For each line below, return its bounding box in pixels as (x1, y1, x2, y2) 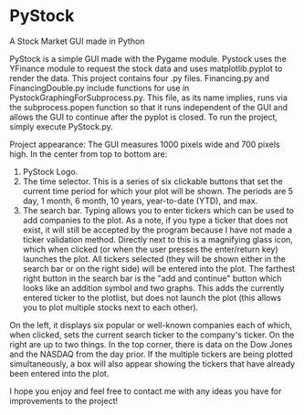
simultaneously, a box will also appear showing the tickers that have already (9, 358, 295, 369)
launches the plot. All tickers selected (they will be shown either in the (22, 253, 286, 265)
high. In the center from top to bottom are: (9, 148, 168, 160)
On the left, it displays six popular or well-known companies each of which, (9, 319, 293, 330)
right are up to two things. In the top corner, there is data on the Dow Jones (9, 338, 293, 349)
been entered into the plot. (9, 368, 110, 379)
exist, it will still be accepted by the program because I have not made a (22, 224, 293, 235)
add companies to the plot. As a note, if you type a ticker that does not (22, 214, 288, 225)
